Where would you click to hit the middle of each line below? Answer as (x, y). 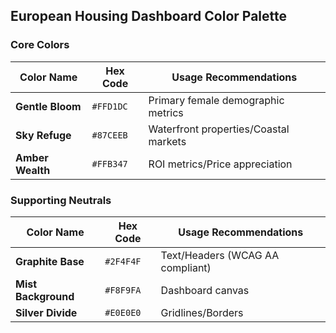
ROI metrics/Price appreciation (220, 164)
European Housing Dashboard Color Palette (149, 16)
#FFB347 (109, 163)
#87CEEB (109, 135)
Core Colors (40, 45)
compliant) (186, 267)
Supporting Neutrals (61, 200)
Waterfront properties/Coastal (219, 129)
